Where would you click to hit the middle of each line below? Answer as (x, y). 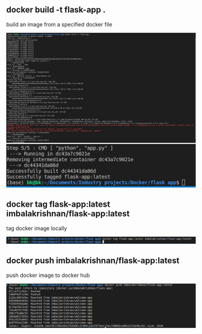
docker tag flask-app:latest (58, 205)
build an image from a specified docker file (59, 24)
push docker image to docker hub (48, 275)
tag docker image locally (37, 228)
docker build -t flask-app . (56, 10)
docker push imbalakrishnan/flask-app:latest (93, 261)
